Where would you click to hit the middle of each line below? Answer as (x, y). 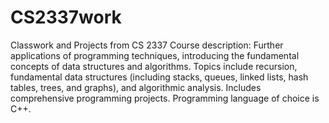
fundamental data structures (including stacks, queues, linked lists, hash (159, 77)
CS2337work (66, 17)
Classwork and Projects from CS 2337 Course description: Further (147, 45)
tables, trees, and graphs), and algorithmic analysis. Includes (136, 87)
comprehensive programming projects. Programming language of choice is (165, 98)
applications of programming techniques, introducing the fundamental (155, 55)
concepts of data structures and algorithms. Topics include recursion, (154, 66)
